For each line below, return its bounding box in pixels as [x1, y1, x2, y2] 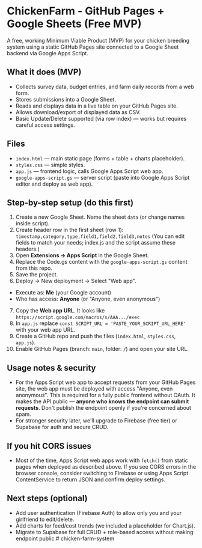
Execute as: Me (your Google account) [15, 289, 112, 296]
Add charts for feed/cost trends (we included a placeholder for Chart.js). [15, 522, 195, 529]
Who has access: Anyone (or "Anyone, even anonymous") [15, 296, 161, 303]
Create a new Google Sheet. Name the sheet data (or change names [15, 213, 185, 221]
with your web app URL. [15, 326, 76, 333]
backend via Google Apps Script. [7, 49, 89, 56]
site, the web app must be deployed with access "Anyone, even [15, 385, 173, 392]
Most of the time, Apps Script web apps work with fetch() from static [15, 457, 188, 464]
